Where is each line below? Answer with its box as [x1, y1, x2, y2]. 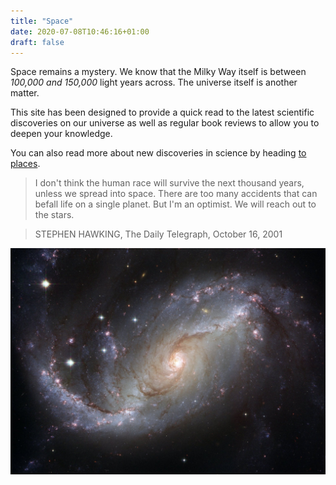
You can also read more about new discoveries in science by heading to [10, 147, 307, 159]
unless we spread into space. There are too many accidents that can [34, 188, 318, 200]
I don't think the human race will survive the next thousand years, [34, 177, 305, 189]
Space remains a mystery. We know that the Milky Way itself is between [10, 66, 307, 78]
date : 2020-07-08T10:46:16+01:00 [10, 26, 150, 37]
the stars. [34, 209, 75, 221]
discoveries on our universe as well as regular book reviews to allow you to [10, 117, 320, 129]
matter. [10, 87, 40, 99]
